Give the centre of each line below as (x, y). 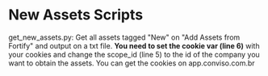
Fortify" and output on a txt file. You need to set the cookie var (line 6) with (134, 45)
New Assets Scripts (76, 15)
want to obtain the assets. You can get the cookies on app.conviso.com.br (132, 63)
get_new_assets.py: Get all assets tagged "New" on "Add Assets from (124, 37)
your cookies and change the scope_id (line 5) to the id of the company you (134, 54)
